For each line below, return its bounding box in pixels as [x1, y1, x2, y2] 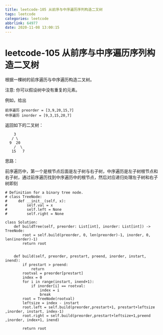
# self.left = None [5, 207, 62, 212]
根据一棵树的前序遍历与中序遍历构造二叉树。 [5, 77, 95, 83]
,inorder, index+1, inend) [5, 318, 60, 323]
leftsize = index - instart [22, 301, 79, 306]
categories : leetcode [5, 16, 49, 21]
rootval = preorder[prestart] [22, 271, 83, 276]
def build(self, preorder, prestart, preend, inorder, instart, [14, 254, 147, 259]
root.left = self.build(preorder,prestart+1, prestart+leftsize [22, 305, 155, 310]
